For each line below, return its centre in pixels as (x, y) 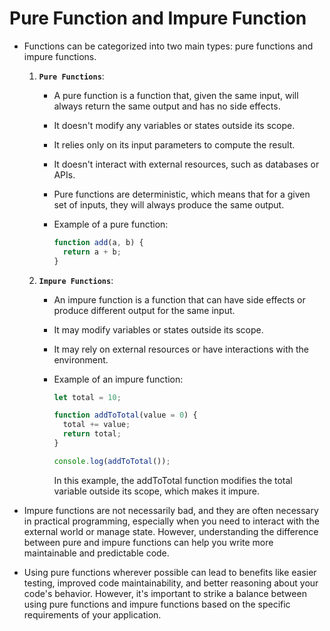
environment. (81, 359)
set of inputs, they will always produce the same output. (169, 204)
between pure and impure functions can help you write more (148, 542)
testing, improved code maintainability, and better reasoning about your (171, 583)
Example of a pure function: (111, 224)
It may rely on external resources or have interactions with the (181, 349)
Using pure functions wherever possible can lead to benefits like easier (170, 572)
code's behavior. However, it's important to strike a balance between (165, 593)
